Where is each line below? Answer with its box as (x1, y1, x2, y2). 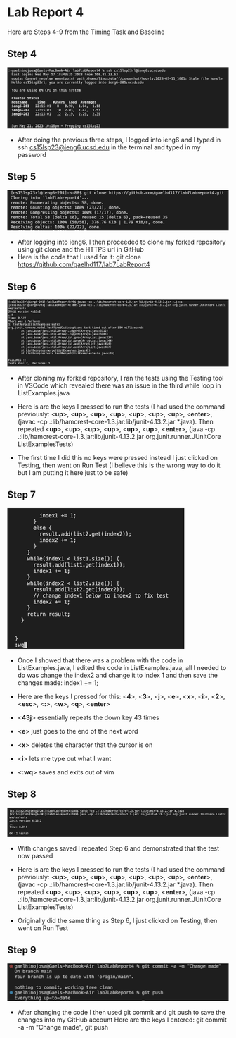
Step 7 (7, 489, 37, 501)
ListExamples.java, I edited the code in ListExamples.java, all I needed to (17, 663, 227, 672)
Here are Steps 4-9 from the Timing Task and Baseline (7, 27, 165, 36)
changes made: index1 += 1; (17, 678, 98, 687)
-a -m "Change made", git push (17, 1022, 109, 1031)
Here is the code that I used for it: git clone (17, 253, 142, 261)
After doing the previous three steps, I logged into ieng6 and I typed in (17, 135, 221, 144)
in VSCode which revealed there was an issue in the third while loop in (17, 381, 221, 390)
